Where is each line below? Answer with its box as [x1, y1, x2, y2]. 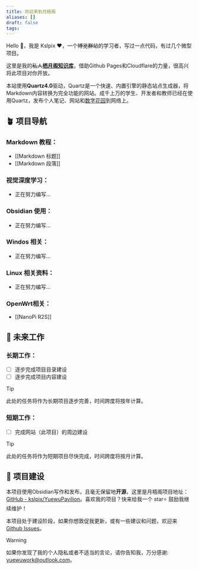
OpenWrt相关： [6, 300, 52, 308]
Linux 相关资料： [6, 268, 54, 277]
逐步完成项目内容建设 [14, 373, 67, 381]
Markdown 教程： [6, 138, 57, 146]
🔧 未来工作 [6, 332, 44, 342]
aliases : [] [6, 14, 36, 20]
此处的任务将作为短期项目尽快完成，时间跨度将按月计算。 [6, 452, 146, 459]
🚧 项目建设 [6, 471, 44, 481]
